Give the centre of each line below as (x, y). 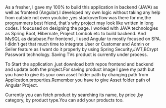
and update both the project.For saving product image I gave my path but (80, 69)
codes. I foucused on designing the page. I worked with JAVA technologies (82, 28)
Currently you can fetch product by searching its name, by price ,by (74, 95)
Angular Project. (22, 85)
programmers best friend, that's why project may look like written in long (79, 23)
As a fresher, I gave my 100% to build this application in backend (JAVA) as (82, 7)
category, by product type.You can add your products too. (64, 100)
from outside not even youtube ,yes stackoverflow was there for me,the (78, 18)
